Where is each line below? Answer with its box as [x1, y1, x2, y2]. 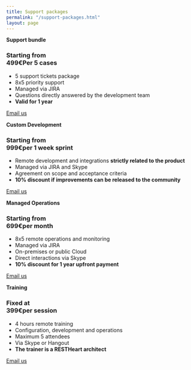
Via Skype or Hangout [14, 339, 69, 346]
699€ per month [6, 222, 54, 230]
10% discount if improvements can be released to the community [14, 176, 181, 183]
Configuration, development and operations [14, 326, 123, 333]
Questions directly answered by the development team [14, 91, 150, 99]
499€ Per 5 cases [6, 59, 57, 67]
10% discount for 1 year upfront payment [14, 261, 119, 268]
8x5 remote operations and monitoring [14, 235, 110, 242]
